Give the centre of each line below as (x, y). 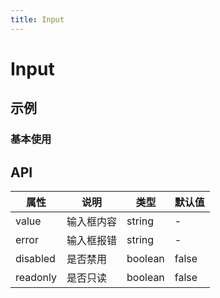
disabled (35, 258)
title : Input (37, 19)
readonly (36, 277)
